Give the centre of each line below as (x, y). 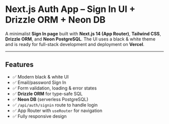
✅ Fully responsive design (39, 116)
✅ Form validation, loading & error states (55, 88)
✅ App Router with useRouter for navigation (57, 110)
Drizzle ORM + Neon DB (55, 20)
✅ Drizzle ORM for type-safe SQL (48, 93)
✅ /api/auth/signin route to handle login (55, 105)
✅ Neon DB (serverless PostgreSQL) (50, 99)
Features (19, 65)
